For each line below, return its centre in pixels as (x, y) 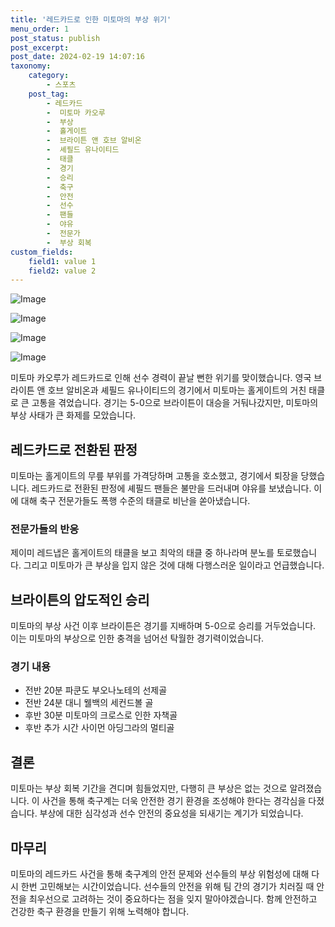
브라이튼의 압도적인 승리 (80, 599)
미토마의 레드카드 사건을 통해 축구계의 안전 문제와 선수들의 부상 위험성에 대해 (160, 874)
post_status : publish (55, 38)
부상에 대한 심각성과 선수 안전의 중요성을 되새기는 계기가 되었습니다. (171, 813)
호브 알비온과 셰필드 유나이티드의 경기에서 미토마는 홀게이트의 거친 (177, 390)
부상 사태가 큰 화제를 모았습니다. (73, 415)
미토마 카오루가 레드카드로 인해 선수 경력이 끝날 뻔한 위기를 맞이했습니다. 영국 (161, 378)
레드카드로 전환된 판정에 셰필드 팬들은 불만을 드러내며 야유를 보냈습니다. (171, 488)
